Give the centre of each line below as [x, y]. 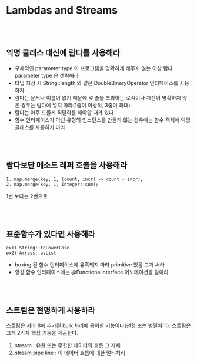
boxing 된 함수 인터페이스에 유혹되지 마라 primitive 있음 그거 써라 [90, 265]
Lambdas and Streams [62, 10]
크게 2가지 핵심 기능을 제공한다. [42, 333]
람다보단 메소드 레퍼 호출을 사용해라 [67, 165]
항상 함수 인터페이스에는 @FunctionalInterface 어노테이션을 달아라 [91, 272]
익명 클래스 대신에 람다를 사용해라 [63, 53]
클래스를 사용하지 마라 [40, 127]
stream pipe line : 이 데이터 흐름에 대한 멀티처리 [70, 353]
